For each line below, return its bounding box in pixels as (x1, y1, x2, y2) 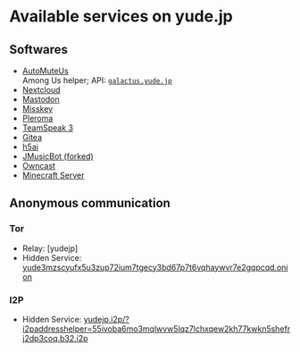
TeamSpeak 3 (21, 122, 74, 133)
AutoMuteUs (21, 65, 69, 76)
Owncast (21, 161, 56, 171)
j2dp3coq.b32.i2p (21, 332, 88, 343)
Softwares (9, 42, 69, 57)
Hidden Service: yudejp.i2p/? (21, 314, 129, 324)
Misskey (21, 104, 54, 113)
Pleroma (21, 113, 54, 123)
